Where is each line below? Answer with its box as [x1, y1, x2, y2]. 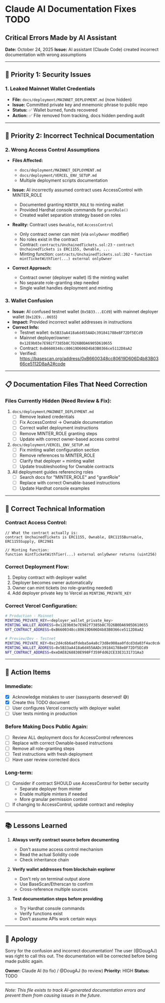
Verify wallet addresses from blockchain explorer [12, 866, 115, 872]
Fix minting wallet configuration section [19, 446, 100, 453]
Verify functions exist [19, 911, 63, 916]
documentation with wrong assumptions [5, 52, 87, 58]
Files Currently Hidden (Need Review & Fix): [5, 397, 111, 404]
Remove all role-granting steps [12, 745, 75, 751]
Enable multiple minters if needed [19, 791, 87, 797]
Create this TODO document [12, 700, 70, 706]
